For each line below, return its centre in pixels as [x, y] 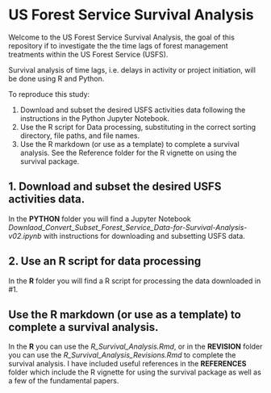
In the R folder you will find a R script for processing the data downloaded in [135, 281]
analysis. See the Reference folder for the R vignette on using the [128, 153]
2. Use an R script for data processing [105, 261]
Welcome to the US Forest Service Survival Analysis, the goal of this [122, 37]
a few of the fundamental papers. [64, 381]
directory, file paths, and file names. [80, 136]
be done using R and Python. [56, 78]
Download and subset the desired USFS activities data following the [133, 110]
